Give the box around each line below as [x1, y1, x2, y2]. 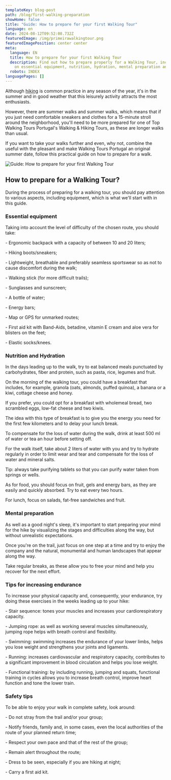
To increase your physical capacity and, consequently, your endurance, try [5, 592, 163, 598]
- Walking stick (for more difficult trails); [5, 274, 89, 281]
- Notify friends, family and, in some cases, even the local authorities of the [5, 724, 163, 730]
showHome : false [5, 17, 40, 22]
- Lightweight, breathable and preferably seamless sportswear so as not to [5, 259, 162, 265]
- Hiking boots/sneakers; [5, 249, 58, 256]
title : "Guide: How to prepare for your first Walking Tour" [5, 21, 138, 27]
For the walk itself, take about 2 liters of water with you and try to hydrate [5, 446, 159, 452]
